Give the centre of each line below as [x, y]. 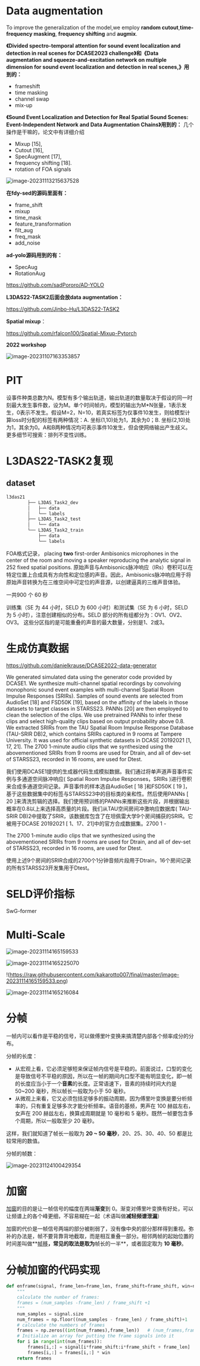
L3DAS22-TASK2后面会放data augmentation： [65, 297]
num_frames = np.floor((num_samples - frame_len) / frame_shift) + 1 [102, 1320]
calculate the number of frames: [58, 1298]
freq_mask [28, 236]
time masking [31, 92]
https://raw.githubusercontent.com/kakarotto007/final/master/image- [95, 974]
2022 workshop [26, 345]
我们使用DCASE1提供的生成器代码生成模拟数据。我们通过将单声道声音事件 [97, 771]
